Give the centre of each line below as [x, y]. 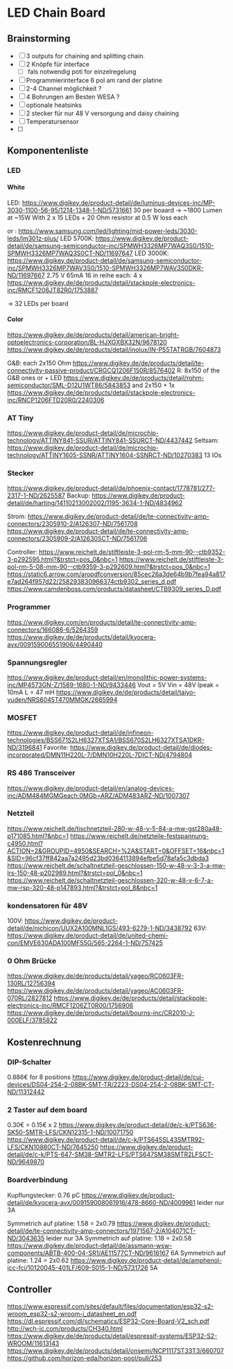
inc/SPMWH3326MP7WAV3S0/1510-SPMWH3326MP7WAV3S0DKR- [105, 268]
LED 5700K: [77, 238]
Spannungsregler [37, 662]
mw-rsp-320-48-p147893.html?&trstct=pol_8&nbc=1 [83, 887]
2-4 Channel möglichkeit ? [64, 89]
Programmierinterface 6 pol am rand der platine [94, 81]
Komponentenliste [48, 151]
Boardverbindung [37, 1180]
